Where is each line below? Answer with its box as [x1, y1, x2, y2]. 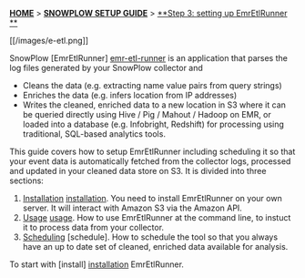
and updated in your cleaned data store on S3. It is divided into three [9, 166, 267, 176]
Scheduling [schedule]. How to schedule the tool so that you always [22, 232, 279, 242]
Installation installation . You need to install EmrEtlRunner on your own [22, 193, 282, 203]
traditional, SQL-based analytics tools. [22, 129, 167, 139]
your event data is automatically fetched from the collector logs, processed [9, 156, 291, 167]
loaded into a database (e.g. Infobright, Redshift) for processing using [22, 118, 285, 129]
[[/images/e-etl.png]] [9, 36, 89, 46]
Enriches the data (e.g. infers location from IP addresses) [22, 90, 238, 100]
